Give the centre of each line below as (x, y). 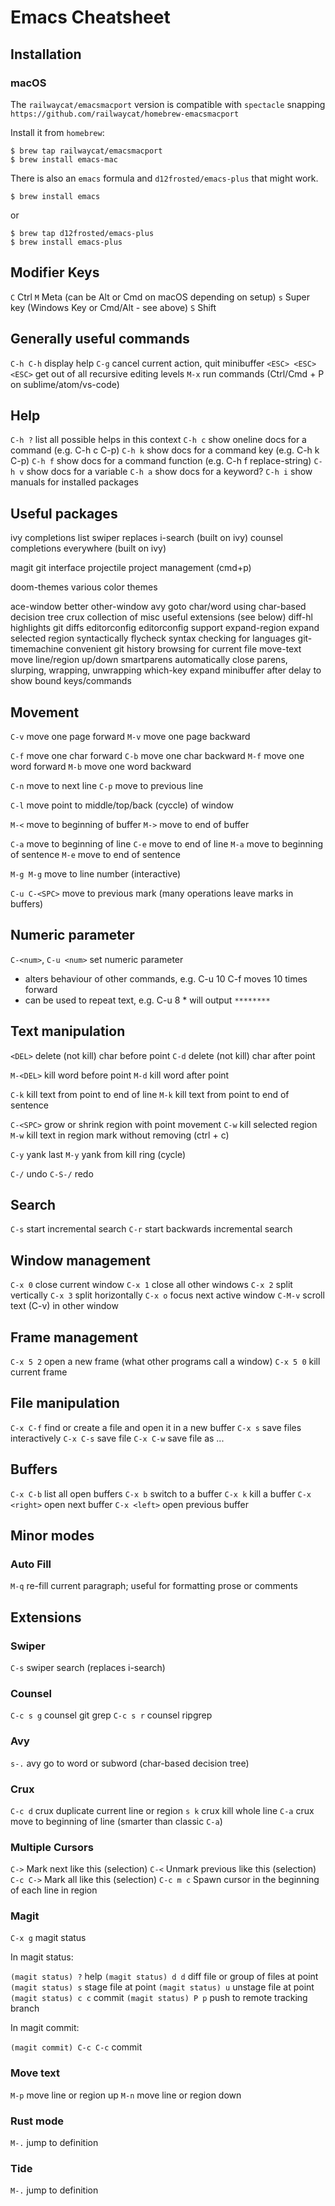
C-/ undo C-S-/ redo (52, 1173)
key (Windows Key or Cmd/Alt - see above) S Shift (113, 307)
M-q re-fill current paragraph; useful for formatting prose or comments (154, 1586)
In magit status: (42, 1957)
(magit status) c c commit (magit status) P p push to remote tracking (159, 1998)
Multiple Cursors (52, 1847)
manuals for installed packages (74, 482)
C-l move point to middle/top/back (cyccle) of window (122, 805)
